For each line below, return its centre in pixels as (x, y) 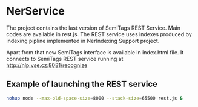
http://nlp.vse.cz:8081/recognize (47, 65)
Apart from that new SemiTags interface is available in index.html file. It (95, 52)
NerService (35, 11)
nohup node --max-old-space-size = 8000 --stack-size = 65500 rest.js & (94, 98)
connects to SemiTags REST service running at (65, 59)
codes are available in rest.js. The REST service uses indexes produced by (99, 34)
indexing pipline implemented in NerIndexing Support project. (83, 41)
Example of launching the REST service (82, 84)
